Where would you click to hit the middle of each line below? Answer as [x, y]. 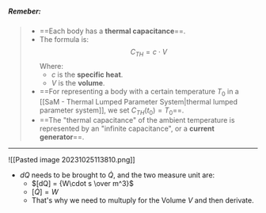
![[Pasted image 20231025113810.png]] [72, 160]
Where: [51, 66]
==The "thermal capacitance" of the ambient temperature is [137, 120]
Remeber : [25, 11]
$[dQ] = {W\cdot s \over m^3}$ [83, 184]
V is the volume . [78, 82]
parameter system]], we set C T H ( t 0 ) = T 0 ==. [112, 111]
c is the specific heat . [87, 74]
